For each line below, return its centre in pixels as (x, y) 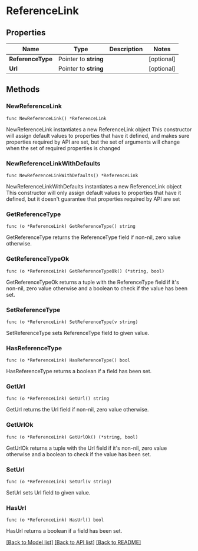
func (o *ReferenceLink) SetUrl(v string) (59, 482)
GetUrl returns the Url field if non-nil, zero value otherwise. (77, 410)
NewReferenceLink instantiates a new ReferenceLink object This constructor (99, 129)
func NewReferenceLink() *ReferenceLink (57, 118)
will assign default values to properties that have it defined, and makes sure (98, 135)
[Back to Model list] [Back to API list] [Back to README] (74, 542)
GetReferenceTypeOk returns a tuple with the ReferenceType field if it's (93, 282)
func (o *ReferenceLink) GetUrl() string (58, 399)
